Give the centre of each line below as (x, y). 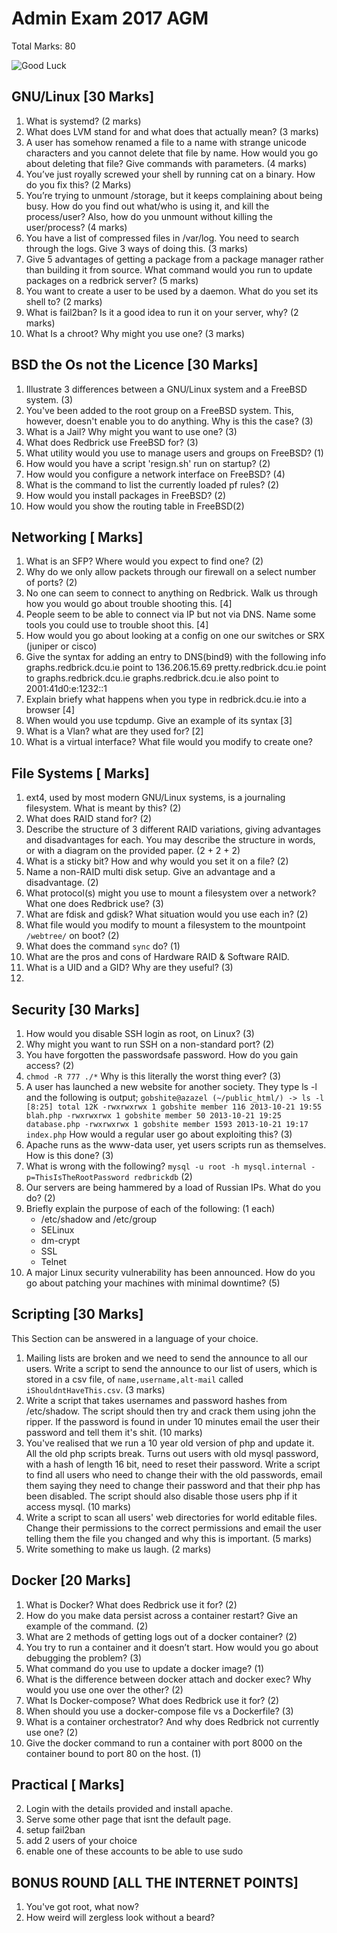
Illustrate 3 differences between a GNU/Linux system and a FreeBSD (166, 389)
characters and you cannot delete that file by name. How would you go (172, 153)
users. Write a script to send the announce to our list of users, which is (171, 1368)
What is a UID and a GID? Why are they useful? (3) (129, 968)
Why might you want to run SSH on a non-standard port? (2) (150, 1044)
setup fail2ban (55, 1830)
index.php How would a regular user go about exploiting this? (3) (159, 1134)
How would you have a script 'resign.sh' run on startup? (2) (148, 463)
